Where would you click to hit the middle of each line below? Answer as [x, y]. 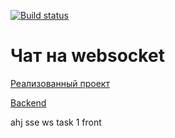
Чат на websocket [87, 56]
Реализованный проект [60, 83]
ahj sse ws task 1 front [56, 122]
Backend [28, 102]
